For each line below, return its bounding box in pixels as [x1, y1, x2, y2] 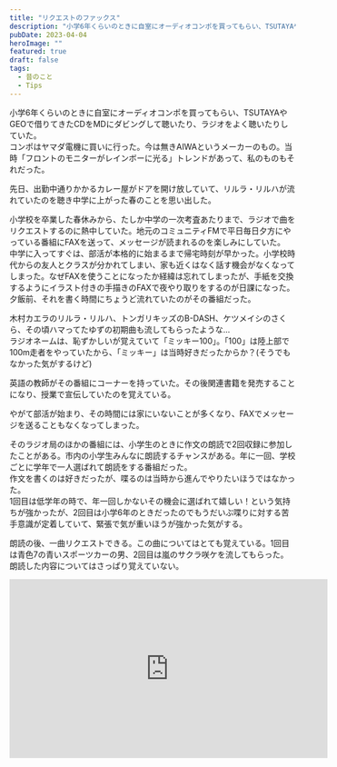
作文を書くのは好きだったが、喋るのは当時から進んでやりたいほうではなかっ [9, 473, 296, 483]
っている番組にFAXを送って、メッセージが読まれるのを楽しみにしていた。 [9, 236, 286, 247]
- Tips [17, 81, 43, 90]
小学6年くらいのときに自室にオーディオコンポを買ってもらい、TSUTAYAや [9, 106, 288, 118]
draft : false [9, 55, 59, 65]
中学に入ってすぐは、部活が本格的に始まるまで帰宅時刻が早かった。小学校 [9, 247, 288, 259]
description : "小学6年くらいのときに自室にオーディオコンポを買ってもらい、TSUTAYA [9, 22, 294, 31]
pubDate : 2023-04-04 [9, 30, 88, 39]
